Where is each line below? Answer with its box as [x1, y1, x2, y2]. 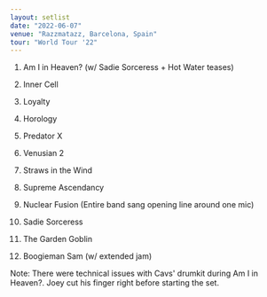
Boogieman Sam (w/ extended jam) [22, 251, 153, 262]
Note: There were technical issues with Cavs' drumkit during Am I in [10, 268, 259, 279]
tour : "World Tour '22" [10, 37, 98, 47]
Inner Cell [22, 79, 59, 90]
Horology [22, 113, 58, 124]
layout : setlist [10, 12, 70, 22]
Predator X [22, 130, 63, 142]
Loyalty [22, 97, 51, 107]
